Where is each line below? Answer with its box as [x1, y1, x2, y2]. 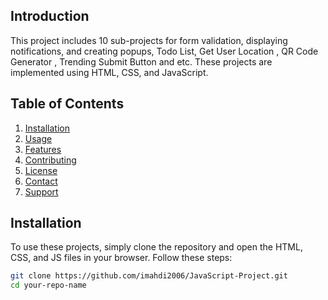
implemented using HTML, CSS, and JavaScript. [10, 66, 209, 78]
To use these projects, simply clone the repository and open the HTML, [10, 241, 303, 253]
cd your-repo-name [10, 280, 87, 291]
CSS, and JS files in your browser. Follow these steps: [10, 252, 233, 264]
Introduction [10, 8, 90, 25]
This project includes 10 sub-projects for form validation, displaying [10, 34, 288, 46]
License [24, 164, 58, 176]
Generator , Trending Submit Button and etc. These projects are [10, 55, 273, 68]
